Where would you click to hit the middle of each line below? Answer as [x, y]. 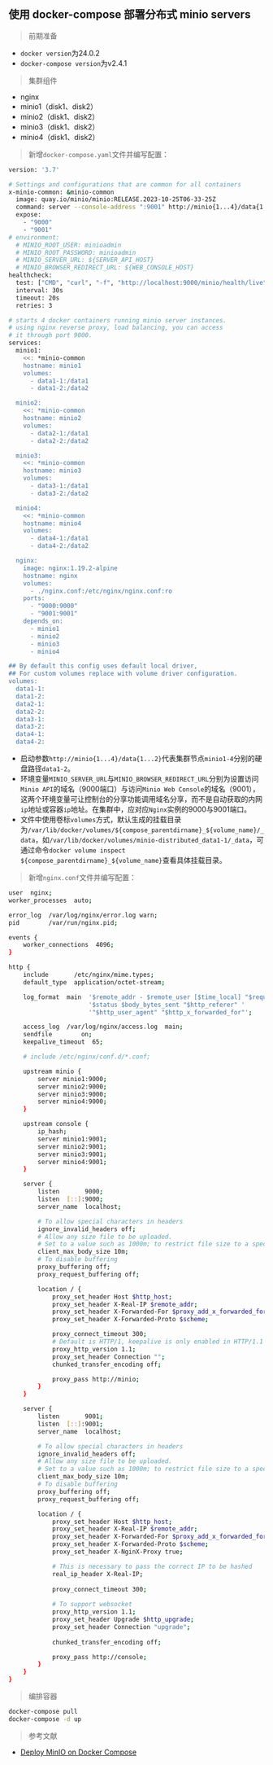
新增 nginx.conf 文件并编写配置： [82, 878]
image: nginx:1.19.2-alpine [70, 568]
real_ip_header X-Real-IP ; [97, 1574]
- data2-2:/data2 [59, 441]
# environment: [34, 237]
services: [25, 343]
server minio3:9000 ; [72, 1094]
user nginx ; [30, 893]
